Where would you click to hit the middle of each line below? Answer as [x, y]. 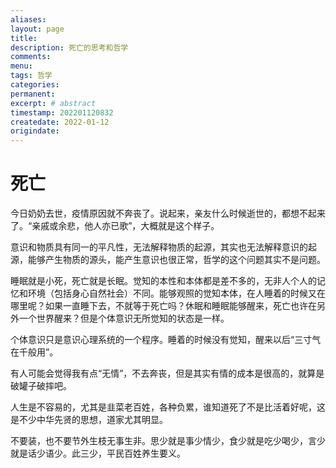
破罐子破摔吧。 [41, 386]
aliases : [28, 19]
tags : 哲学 [31, 76]
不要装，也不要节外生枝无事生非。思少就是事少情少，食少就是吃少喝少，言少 [168, 441]
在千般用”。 [34, 352]
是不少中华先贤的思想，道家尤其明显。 [89, 420]
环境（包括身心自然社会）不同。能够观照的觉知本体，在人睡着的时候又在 [176, 293]
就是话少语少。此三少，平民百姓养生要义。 [98, 453]
